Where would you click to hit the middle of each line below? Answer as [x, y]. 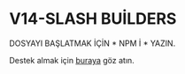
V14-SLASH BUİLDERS [93, 19]
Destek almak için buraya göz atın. [72, 60]
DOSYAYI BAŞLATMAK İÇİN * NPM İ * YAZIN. [92, 43]
